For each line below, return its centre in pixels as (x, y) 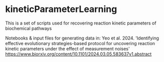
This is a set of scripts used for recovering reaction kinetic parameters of (81, 23)
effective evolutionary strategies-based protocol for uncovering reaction (80, 43)
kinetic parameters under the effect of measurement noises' (67, 48)
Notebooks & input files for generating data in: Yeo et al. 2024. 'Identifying (82, 38)
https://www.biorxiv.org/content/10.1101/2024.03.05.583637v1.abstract (78, 54)
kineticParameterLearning (61, 9)
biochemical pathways (28, 28)
